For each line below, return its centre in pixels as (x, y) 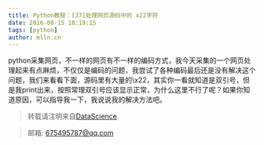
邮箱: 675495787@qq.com (70, 133)
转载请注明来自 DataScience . (73, 116)
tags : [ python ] (33, 30)
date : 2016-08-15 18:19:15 (52, 23)
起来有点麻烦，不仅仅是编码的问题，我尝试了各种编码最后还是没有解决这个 (135, 71)
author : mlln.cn (35, 37)
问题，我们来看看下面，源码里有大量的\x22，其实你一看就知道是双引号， (126, 80)
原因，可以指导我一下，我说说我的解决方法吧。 (90, 100)
